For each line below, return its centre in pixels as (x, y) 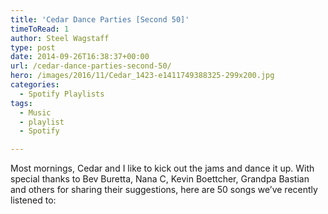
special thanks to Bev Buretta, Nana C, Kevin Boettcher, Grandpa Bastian (160, 179)
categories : (35, 85)
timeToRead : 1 (40, 29)
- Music (35, 112)
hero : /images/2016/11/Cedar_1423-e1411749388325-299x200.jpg (142, 76)
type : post (33, 47)
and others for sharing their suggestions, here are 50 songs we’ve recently (164, 190)
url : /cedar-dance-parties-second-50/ (91, 66)
